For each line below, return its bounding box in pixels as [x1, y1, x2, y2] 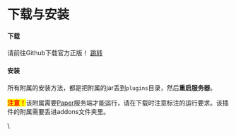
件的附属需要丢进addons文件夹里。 [7, 107, 110, 115]
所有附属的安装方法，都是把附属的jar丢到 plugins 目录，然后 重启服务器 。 [7, 83, 217, 92]
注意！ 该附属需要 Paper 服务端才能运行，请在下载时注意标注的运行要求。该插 [7, 98, 229, 107]
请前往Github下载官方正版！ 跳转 [7, 49, 103, 57]
